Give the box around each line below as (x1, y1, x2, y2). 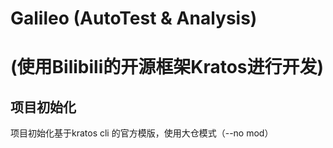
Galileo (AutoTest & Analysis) (10, 7, 258, 30)
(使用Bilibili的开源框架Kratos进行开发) (10, 56, 325, 79)
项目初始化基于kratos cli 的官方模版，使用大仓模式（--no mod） (10, 127, 274, 139)
